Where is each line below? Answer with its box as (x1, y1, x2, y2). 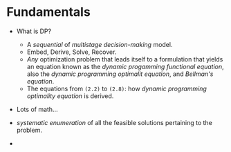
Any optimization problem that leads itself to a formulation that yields (26, 55, 223, 63)
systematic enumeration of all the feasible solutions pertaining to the (16, 118, 212, 126)
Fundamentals (6, 4, 91, 20)
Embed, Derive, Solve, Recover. (26, 48, 117, 56)
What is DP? (16, 27, 52, 35)
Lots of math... (16, 105, 58, 113)
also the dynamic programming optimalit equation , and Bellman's (26, 70, 214, 78)
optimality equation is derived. (26, 91, 114, 100)
